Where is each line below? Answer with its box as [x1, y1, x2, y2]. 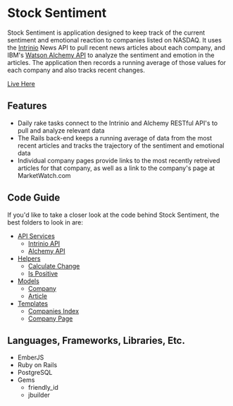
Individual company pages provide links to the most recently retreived [17, 156, 220, 165]
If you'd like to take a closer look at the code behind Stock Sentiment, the [7, 210, 220, 219]
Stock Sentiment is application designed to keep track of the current [7, 28, 206, 37]
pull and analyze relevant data [17, 126, 105, 135]
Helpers [17, 254, 41, 263]
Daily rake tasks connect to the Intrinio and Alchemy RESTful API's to [17, 119, 218, 127]
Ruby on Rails [17, 361, 58, 369]
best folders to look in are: [7, 217, 83, 227]
